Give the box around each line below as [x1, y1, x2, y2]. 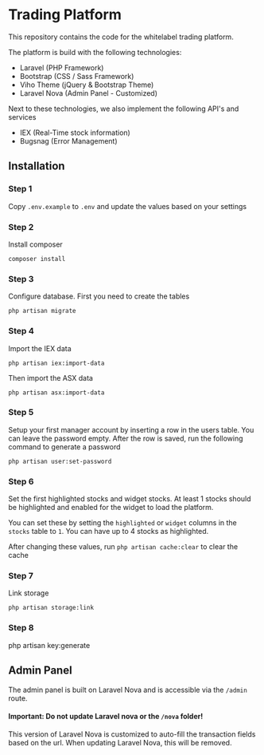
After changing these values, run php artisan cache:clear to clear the [8, 542, 239, 551]
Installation [8, 160, 65, 173]
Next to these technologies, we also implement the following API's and [8, 104, 239, 113]
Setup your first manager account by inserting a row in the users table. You [8, 425, 254, 434]
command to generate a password [8, 441, 121, 452]
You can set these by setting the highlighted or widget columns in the [8, 518, 237, 528]
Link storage [8, 588, 49, 598]
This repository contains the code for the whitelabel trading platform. [8, 32, 235, 42]
